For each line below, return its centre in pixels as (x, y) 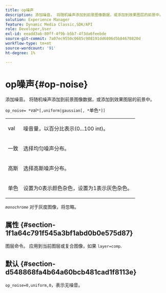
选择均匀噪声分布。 (47, 149)
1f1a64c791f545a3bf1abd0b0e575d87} (69, 233)
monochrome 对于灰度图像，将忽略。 (42, 207)
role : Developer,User (28, 29)
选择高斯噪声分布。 (47, 169)
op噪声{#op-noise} (47, 84)
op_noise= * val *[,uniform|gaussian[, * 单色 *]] (55, 110)
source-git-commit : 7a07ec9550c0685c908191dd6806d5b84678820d (73, 39)
